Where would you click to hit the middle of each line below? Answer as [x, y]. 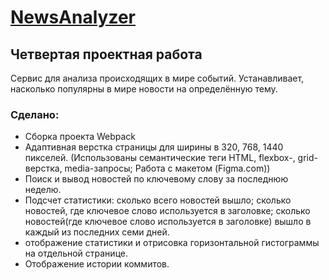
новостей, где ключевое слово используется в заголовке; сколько [167, 211]
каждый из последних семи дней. [97, 232]
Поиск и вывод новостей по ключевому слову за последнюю [156, 179]
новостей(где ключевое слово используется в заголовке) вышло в [168, 222]
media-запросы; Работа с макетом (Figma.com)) [167, 168]
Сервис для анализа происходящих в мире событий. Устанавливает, [157, 78]
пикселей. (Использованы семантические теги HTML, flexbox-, [160, 158]
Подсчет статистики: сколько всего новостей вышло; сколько [158, 200]
